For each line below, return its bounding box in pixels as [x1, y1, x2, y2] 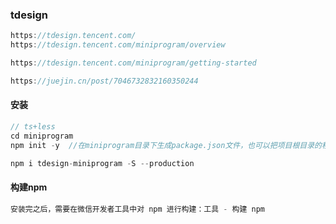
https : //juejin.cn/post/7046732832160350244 [10, 76, 199, 86]
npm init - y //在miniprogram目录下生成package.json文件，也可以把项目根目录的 [10, 140, 322, 150]
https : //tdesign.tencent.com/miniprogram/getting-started [10, 58, 257, 68]
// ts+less [10, 122, 56, 132]
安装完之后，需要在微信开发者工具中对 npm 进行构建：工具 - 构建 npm [10, 204, 265, 214]
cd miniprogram [10, 131, 74, 141]
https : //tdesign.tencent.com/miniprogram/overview [10, 40, 226, 50]
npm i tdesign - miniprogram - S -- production [10, 158, 195, 168]
